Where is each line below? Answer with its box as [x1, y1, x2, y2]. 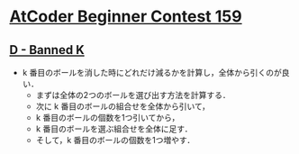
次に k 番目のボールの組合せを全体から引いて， [35, 101, 210, 112]
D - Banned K [9, 42, 85, 58]
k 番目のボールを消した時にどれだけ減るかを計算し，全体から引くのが [22, 68, 282, 77]
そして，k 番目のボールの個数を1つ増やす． [35, 135, 195, 145]
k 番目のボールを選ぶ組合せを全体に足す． [35, 123, 193, 134]
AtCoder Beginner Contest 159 [9, 6, 242, 27]
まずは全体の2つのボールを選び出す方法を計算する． [35, 90, 231, 100]
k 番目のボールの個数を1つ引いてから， [35, 113, 180, 122]
